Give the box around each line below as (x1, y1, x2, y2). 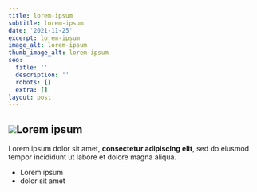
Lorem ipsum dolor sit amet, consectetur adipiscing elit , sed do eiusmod (8, 144, 250, 154)
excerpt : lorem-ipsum (8, 33, 81, 42)
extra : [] (15, 85, 48, 94)
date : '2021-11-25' (8, 26, 73, 34)
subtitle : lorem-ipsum (8, 19, 84, 27)
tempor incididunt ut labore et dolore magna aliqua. (8, 152, 177, 162)
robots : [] (15, 78, 52, 86)
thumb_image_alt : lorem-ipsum (8, 49, 109, 57)
